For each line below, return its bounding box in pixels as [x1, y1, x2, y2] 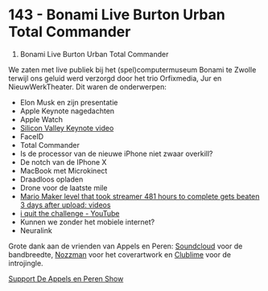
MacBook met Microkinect [19, 166, 108, 175]
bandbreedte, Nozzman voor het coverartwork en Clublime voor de [8, 249, 232, 259]
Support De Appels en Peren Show [8, 273, 124, 283]
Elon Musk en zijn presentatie [19, 97, 118, 107]
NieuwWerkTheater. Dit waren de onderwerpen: [8, 82, 167, 92]
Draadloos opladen [19, 174, 84, 184]
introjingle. [8, 258, 43, 268]
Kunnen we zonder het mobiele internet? [19, 217, 155, 227]
